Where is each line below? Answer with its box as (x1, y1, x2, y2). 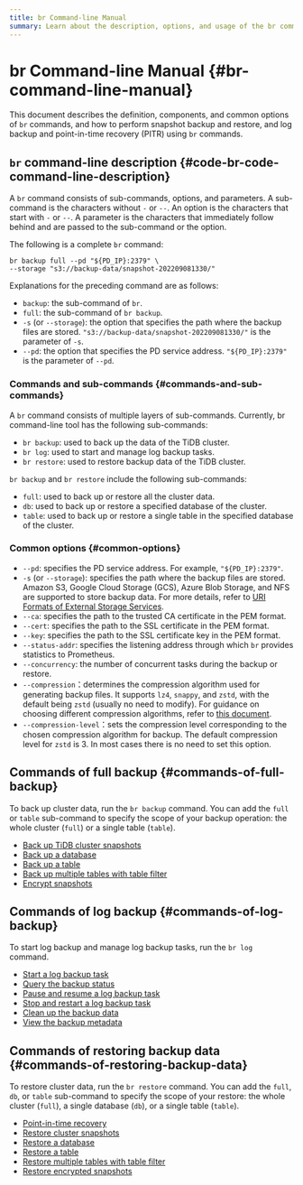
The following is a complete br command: (9, 239, 164, 250)
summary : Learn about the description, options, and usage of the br (9, 22, 277, 31)
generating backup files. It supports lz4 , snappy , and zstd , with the (22, 689, 270, 699)
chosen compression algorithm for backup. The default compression (22, 728, 278, 740)
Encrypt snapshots (22, 877, 93, 889)
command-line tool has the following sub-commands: (9, 419, 208, 430)
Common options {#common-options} (9, 542, 181, 555)
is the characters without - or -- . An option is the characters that (48, 202, 289, 213)
